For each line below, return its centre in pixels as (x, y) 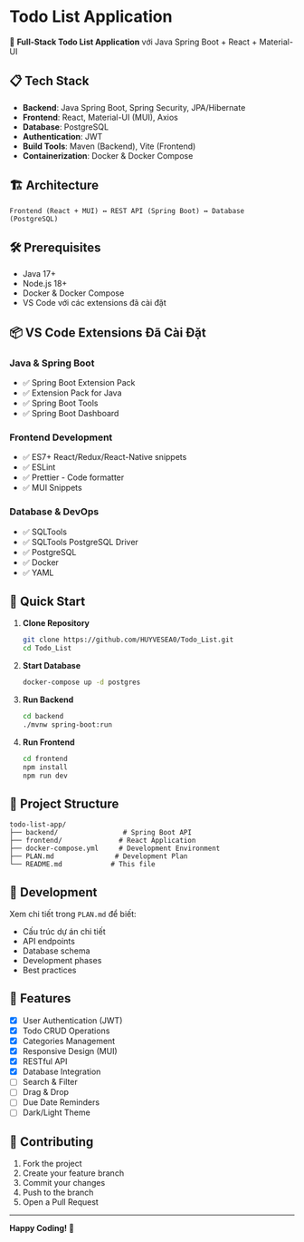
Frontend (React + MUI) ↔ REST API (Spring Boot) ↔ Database (127, 210)
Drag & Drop (46, 1092)
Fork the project (52, 1164)
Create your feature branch (73, 1173)
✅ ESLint (39, 467)
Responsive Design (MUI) (70, 1051)
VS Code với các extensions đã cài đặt (94, 303)
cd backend (43, 717)
